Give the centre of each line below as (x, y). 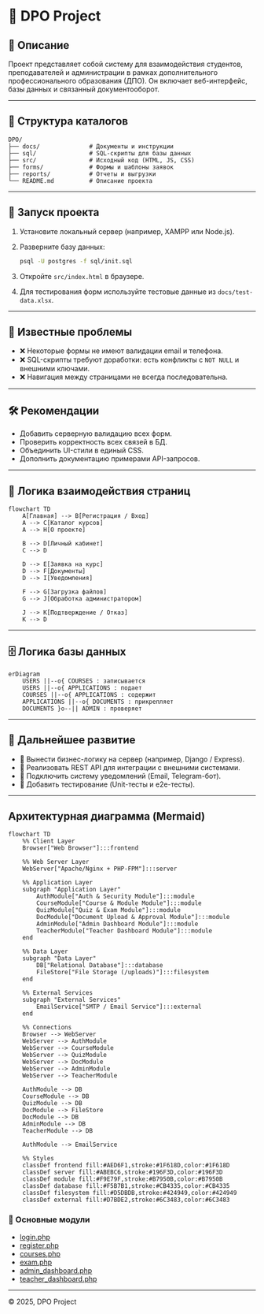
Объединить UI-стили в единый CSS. (81, 450)
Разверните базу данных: (62, 247)
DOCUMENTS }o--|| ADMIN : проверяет (82, 709)
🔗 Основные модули (49, 1219)
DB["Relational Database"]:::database (100, 966)
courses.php (40, 1253)
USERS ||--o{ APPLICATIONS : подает (82, 688)
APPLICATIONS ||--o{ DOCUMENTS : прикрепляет (98, 702)
